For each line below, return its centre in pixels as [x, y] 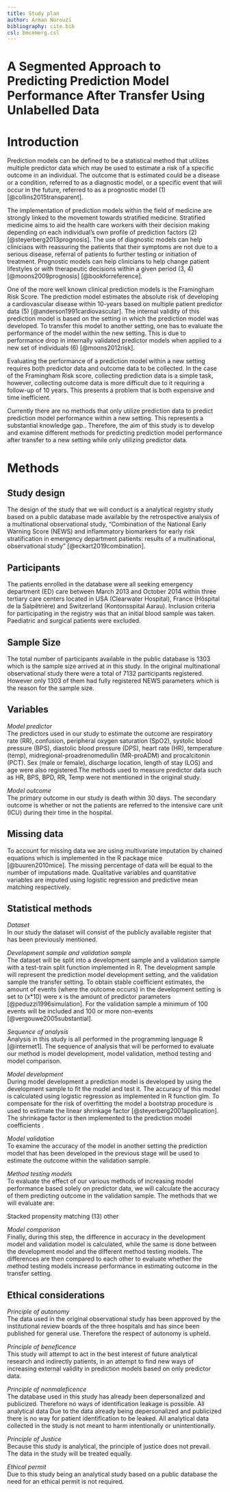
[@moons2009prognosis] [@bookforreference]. [75, 276]
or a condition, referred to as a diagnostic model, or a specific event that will [115, 183]
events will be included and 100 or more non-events [80, 1011]
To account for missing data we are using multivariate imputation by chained [115, 850]
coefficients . [26, 1125]
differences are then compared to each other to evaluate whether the [104, 1259]
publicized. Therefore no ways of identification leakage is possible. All [106, 1404]
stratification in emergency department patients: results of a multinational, [112, 539]
